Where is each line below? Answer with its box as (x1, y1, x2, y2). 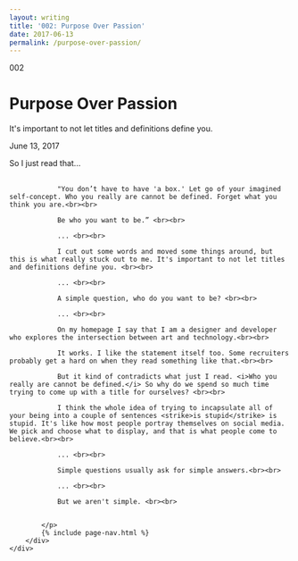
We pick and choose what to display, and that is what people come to (9, 427, 277, 436)
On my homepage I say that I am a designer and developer (56, 325, 277, 335)
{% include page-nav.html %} (41, 529, 150, 538)
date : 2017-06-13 (9, 29, 74, 38)
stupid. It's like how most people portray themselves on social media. (9, 419, 286, 429)
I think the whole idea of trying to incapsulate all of (56, 404, 274, 413)
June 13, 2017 (9, 140, 60, 152)
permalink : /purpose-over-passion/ (9, 38, 142, 47)
